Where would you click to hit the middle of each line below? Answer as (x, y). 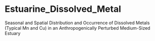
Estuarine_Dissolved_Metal (63, 9)
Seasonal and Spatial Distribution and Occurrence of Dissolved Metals (77, 23)
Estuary (13, 33)
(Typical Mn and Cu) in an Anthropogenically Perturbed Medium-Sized (77, 28)
